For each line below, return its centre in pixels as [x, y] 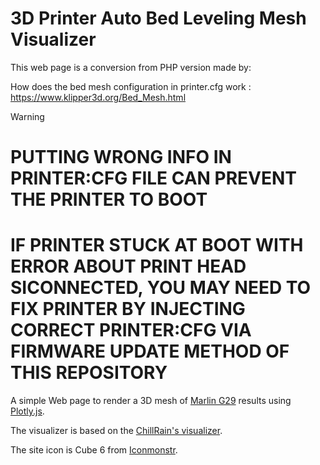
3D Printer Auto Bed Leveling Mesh [158, 18]
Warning [27, 116]
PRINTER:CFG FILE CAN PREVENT [154, 178]
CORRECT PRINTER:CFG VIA [131, 330]
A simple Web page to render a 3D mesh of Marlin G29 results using [151, 401]
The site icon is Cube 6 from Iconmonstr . [94, 450]
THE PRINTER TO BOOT [109, 199]
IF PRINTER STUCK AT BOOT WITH [157, 245]
